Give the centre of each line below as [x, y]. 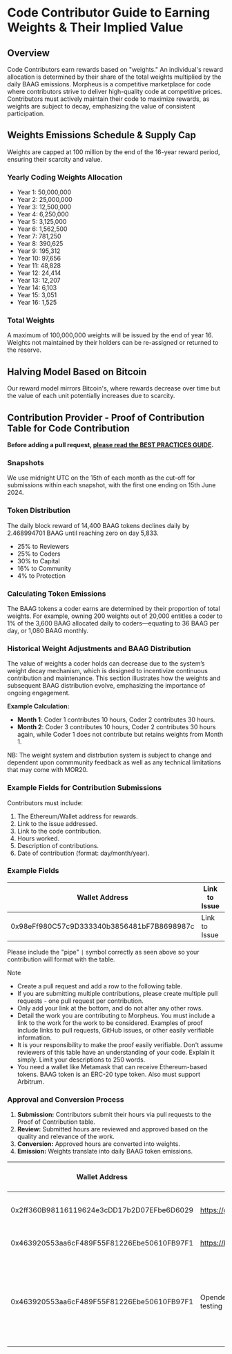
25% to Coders [39, 554]
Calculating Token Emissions [57, 594]
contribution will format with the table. [61, 959]
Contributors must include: [45, 802]
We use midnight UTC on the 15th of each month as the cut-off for [101, 478]
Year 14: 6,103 [37, 288]
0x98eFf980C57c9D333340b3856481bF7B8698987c [103, 926]
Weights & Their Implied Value [95, 27]
